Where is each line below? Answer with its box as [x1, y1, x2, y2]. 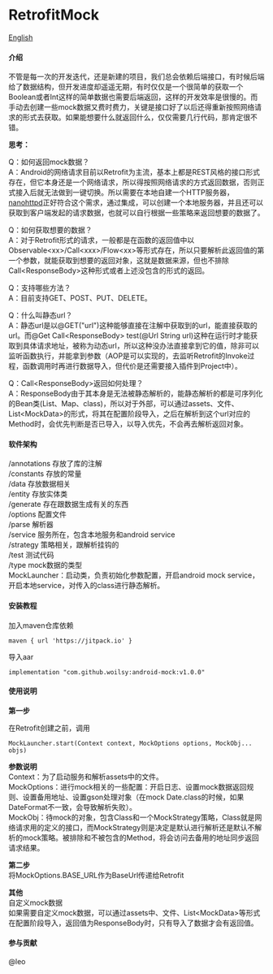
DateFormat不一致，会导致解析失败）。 [8, 802, 136, 812]
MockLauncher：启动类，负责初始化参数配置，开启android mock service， [8, 570, 260, 580]
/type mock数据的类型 [8, 561, 83, 570]
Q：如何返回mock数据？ [8, 157, 90, 167]
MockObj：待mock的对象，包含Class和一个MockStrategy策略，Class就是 [8, 812, 255, 822]
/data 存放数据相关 [8, 479, 71, 489]
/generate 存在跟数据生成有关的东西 [8, 500, 128, 509]
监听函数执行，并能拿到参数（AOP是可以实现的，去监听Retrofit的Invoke [8, 351, 248, 361]
